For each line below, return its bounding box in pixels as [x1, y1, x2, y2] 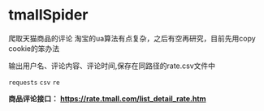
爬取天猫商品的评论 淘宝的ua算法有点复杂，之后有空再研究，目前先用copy [8, 33, 256, 43]
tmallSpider [8, 6, 89, 24]
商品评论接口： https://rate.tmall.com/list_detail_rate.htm [8, 93, 206, 103]
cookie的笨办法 [8, 43, 60, 53]
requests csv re [8, 79, 60, 87]
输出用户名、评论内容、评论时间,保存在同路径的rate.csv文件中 [8, 61, 216, 70]
